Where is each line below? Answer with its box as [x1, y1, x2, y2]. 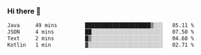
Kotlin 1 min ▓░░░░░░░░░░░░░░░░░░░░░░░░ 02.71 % [7, 41, 195, 48]
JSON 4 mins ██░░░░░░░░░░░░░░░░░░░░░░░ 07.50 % [7, 29, 195, 36]
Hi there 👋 [7, 6, 42, 16]
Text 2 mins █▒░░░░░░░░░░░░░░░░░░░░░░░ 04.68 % [7, 35, 195, 42]
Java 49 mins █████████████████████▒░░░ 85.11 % [7, 22, 195, 29]
